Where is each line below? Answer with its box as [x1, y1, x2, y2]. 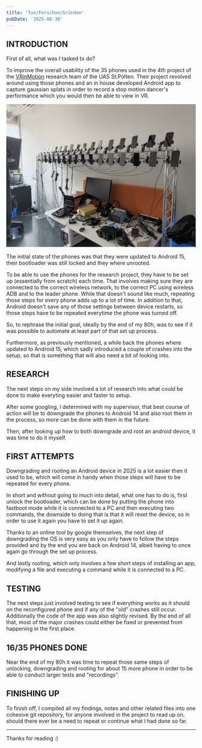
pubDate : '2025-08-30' [6, 16, 63, 22]
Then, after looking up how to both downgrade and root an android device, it [6, 428, 196, 435]
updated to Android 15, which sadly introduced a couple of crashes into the [6, 345, 192, 352]
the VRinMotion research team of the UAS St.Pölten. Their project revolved [6, 73, 191, 81]
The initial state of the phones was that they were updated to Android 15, [6, 253, 186, 260]
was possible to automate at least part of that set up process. [6, 327, 158, 334]
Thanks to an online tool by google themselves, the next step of [6, 529, 164, 536]
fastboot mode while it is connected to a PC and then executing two [6, 504, 174, 512]
